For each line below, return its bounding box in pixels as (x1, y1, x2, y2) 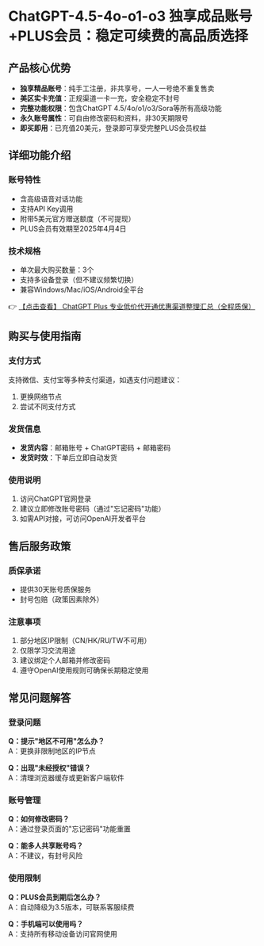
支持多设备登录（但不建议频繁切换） (19, 274, 139, 284)
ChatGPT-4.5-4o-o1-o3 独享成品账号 (8, 7, 253, 25)
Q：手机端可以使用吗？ (8, 919, 83, 929)
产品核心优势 (8, 61, 71, 75)
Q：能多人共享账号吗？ (8, 841, 83, 851)
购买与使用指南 (8, 330, 82, 343)
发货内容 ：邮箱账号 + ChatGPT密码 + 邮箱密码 (19, 442, 171, 452)
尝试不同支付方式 (19, 401, 76, 411)
